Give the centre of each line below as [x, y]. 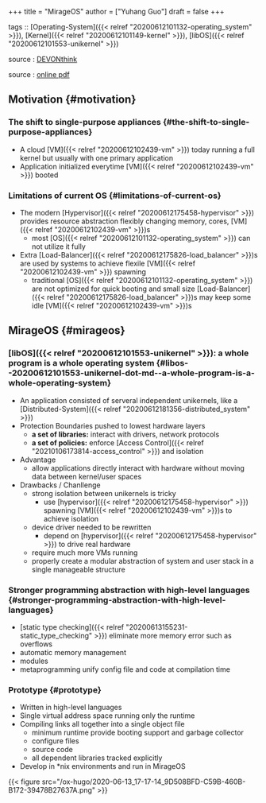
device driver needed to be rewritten [91, 527]
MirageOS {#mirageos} [67, 330]
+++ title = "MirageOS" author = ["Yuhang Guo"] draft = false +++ [116, 12]
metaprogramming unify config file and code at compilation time [125, 669]
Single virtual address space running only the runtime [107, 716]
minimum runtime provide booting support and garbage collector [138, 733]
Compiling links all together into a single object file [102, 724]
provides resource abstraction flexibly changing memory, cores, [124, 221]
